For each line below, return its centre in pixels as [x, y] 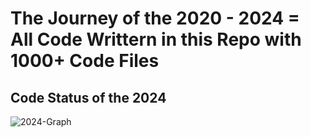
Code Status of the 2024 [88, 97]
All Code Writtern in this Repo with [156, 39]
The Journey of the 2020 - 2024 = [155, 18]
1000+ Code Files [85, 61]
